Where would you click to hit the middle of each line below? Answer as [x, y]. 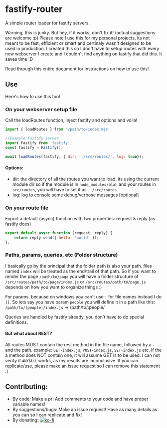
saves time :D [19, 59]
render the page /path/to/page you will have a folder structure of [72, 276]
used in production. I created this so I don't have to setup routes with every [82, 48]
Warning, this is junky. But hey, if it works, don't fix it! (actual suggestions [80, 32]
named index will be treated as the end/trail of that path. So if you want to [81, 271]
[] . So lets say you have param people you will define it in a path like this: [80, 302]
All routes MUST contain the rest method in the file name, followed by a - [80, 345]
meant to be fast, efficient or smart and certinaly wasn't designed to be [78, 43]
